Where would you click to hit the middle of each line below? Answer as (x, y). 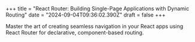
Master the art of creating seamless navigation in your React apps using (94, 26)
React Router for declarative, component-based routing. (75, 33)
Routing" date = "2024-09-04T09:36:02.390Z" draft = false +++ (86, 15)
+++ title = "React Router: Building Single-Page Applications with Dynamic (97, 9)
